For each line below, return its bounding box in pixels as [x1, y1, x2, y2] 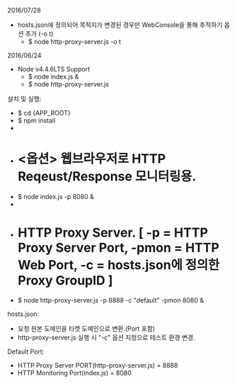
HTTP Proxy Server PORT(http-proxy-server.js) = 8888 [17, 361, 178, 369]
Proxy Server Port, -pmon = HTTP [17, 240, 219, 256]
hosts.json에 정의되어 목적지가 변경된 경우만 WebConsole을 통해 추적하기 [17, 21, 223, 29]
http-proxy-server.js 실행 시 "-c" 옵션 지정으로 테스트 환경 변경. [17, 333, 196, 341]
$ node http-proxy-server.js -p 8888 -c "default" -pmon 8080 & [17, 295, 204, 304]
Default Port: [7, 347, 45, 356]
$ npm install [17, 116, 56, 125]
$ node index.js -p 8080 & [17, 192, 94, 201]
